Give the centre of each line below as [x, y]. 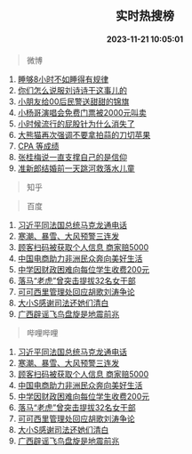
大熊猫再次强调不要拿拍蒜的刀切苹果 [84, 134]
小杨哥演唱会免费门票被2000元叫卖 [82, 112]
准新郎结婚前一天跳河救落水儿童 [76, 168]
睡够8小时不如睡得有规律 [63, 79]
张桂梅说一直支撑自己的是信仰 [72, 157]
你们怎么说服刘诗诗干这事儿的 [72, 90]
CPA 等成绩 [38, 146]
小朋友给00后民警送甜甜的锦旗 [73, 101]
